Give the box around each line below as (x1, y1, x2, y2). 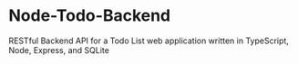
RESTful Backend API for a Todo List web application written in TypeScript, (8, 35, 289, 46)
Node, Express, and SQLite (8, 44, 110, 55)
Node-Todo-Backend (8, 5, 171, 26)
